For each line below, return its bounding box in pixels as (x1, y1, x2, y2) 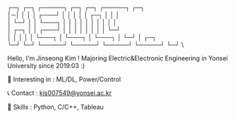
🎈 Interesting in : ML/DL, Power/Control (7, 75, 121, 84)
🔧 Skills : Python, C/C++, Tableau (7, 103, 104, 111)
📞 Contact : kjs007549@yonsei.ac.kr (7, 88, 112, 97)
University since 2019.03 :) (7, 62, 85, 70)
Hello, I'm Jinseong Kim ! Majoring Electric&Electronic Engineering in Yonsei (7, 54, 228, 63)
